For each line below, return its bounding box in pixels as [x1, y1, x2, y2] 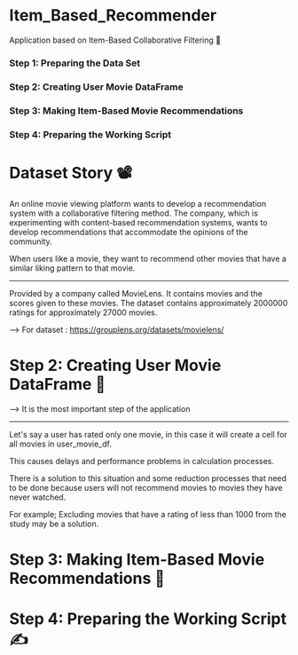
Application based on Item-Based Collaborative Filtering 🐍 [9, 35, 222, 45]
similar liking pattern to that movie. [9, 263, 136, 273]
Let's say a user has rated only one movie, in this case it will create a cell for [9, 429, 288, 439]
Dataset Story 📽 [9, 162, 133, 183]
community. [9, 236, 52, 247]
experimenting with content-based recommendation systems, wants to [9, 217, 268, 227]
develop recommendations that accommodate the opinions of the [9, 226, 248, 237]
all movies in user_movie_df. [9, 438, 113, 449]
